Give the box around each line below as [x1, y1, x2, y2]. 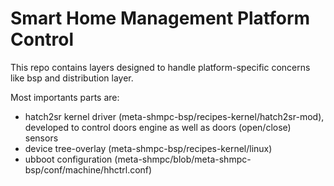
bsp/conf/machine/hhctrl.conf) [24, 163, 153, 176]
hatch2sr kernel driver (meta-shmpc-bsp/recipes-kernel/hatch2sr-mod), [24, 110, 325, 122]
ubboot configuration [24, 153, 113, 165]
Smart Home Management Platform [10, 7, 311, 30]
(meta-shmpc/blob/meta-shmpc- [114, 153, 252, 165]
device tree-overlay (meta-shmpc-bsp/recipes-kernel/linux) [24, 142, 273, 154]
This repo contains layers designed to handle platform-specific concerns [10, 61, 311, 73]
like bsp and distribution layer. [10, 72, 134, 84]
